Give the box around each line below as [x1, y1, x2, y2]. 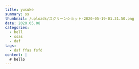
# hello [9, 57, 25, 62]
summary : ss [5, 12, 29, 17]
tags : [5, 43, 16, 48]
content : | [5, 52, 27, 57]
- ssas [9, 34, 23, 39]
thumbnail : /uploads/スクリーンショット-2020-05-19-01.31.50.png [5, 16, 135, 21]
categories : [5, 25, 29, 30]
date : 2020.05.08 [5, 20, 41, 26]
